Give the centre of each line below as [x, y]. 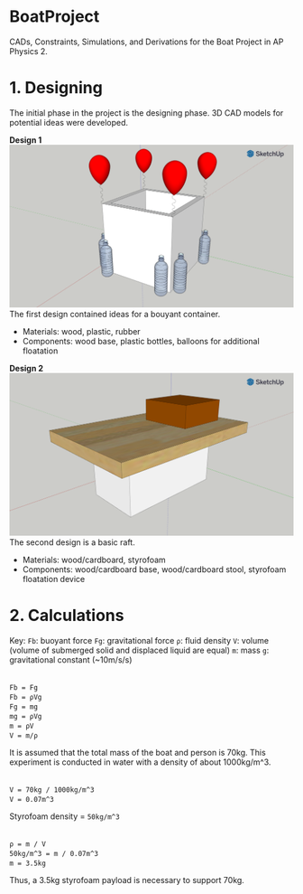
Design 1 [26, 140]
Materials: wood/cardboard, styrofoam [94, 560]
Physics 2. [28, 51]
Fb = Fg [24, 687]
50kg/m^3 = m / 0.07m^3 [54, 853]
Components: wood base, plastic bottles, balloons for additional [141, 341]
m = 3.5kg [28, 863]
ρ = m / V [28, 844]
